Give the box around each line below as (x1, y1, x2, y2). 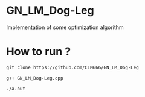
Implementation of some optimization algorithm (6, 23, 124, 31)
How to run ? (6, 45, 71, 58)
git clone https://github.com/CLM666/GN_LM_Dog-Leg (6, 64, 139, 70)
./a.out (6, 86, 26, 92)
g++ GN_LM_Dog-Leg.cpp (6, 75, 63, 81)
